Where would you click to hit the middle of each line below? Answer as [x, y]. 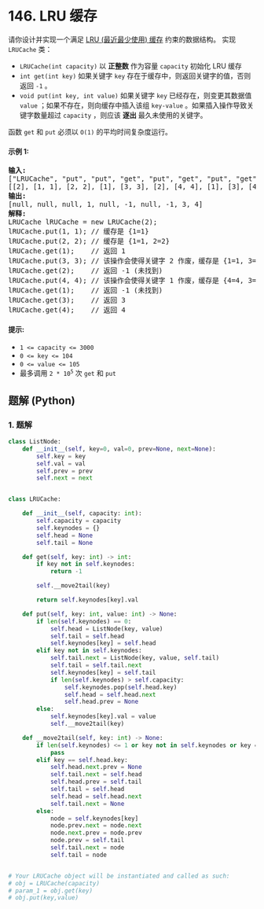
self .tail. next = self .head [96, 775]
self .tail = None [64, 543]
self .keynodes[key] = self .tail [103, 672]
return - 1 [66, 572]
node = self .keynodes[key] [94, 819]
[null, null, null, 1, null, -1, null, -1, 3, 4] [106, 204]
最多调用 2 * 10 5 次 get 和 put [68, 374]
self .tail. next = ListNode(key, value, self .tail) [135, 658]
